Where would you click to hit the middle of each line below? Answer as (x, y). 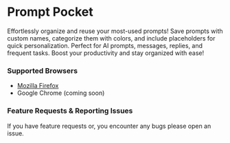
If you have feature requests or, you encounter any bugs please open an (109, 126)
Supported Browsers (42, 71)
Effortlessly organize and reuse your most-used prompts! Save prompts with (115, 31)
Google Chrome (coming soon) (61, 93)
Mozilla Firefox (38, 86)
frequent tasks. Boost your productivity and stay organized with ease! (106, 53)
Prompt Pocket (50, 12)
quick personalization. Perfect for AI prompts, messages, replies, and (105, 45)
